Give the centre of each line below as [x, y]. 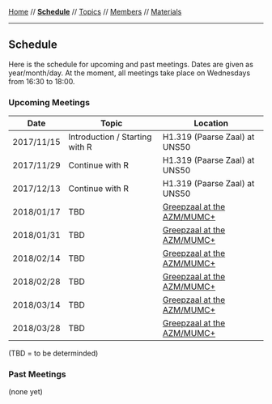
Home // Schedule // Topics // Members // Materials [95, 12]
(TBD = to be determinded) [53, 353]
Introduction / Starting [110, 137]
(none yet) [25, 392]
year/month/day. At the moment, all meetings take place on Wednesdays [130, 73]
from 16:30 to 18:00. [42, 81]
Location [211, 123]
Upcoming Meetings [49, 102]
